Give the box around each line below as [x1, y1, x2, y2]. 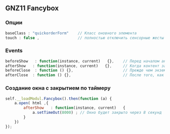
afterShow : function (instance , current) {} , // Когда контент [5, 63, 159, 69]
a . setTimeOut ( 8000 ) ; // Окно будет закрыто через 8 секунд [32, 110, 162, 115]
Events [5, 47, 23, 54]
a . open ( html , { [14, 101, 49, 106]
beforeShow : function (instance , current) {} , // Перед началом [5, 58, 159, 63]
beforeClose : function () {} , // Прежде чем [5, 68, 153, 73]
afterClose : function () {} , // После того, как [5, 73, 164, 78]
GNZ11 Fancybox [5, 4, 59, 13]
